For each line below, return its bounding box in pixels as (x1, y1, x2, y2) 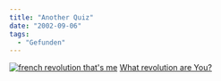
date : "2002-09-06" (9, 21, 82, 30)
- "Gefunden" (17, 37, 66, 47)
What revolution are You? (119, 62, 213, 73)
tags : (9, 29, 30, 38)
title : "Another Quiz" (9, 12, 94, 22)
